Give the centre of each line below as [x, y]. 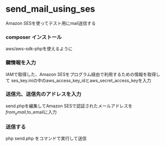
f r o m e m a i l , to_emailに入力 [31, 112]
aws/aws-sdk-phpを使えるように [39, 49]
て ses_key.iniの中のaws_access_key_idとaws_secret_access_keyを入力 [79, 80]
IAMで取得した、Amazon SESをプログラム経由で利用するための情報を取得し [83, 74]
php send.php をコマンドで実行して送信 [46, 138]
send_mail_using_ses [50, 9]
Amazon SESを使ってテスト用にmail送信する [51, 23]
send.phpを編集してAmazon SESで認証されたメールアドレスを [69, 106]
